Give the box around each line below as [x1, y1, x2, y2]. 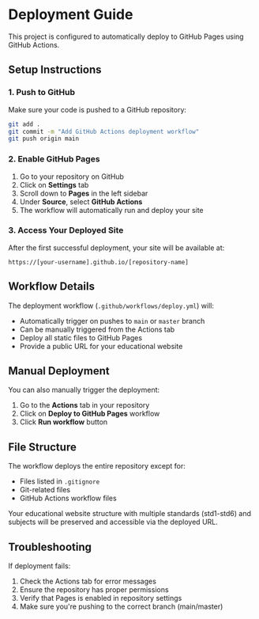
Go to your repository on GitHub [19, 172, 125, 181]
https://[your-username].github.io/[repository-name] [8, 258, 190, 266]
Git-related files [19, 485, 71, 495]
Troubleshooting [8, 540, 92, 553]
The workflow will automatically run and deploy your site [19, 205, 204, 215]
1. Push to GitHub [8, 87, 76, 98]
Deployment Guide [8, 6, 133, 24]
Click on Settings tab [19, 180, 89, 189]
